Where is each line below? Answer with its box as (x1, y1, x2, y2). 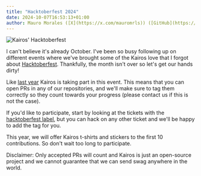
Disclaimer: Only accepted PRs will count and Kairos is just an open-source (6, 151, 191, 159)
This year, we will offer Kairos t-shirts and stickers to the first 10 (6, 133, 163, 141)
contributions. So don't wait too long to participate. (6, 140, 132, 147)
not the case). (6, 98, 41, 105)
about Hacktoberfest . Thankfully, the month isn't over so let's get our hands (6, 60, 193, 68)
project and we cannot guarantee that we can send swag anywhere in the (6, 158, 188, 165)
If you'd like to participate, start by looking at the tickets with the (6, 109, 165, 117)
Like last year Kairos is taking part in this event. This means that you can (6, 78, 184, 86)
